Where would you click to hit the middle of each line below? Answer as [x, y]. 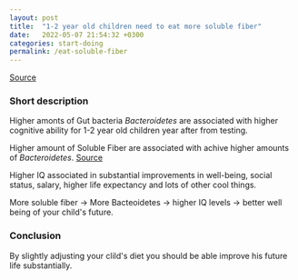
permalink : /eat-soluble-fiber [69, 52]
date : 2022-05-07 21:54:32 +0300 [77, 35]
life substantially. [41, 265]
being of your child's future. [61, 212]
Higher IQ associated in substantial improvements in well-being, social [141, 175]
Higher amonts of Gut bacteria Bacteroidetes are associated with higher [144, 121]
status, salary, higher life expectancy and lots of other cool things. [133, 185]
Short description [49, 101]
